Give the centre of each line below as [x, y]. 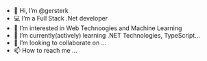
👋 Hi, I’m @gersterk [41, 11]
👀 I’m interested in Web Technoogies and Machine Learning [98, 28]
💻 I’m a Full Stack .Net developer [61, 18]
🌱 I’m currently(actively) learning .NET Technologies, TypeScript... [107, 35]
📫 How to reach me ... [45, 50]
